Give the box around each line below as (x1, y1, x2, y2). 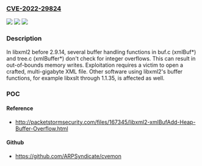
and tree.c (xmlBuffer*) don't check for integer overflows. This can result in (6, 55, 196, 62)
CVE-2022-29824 (6, 4, 62, 13)
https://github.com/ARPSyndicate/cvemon (15, 152, 122, 160)
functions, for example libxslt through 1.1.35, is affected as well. (6, 74, 165, 81)
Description (6, 34, 42, 43)
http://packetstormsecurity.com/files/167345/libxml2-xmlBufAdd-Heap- (15, 118, 196, 126)
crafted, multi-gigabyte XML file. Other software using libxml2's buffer (6, 67, 183, 75)
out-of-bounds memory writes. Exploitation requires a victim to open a (6, 61, 184, 69)
